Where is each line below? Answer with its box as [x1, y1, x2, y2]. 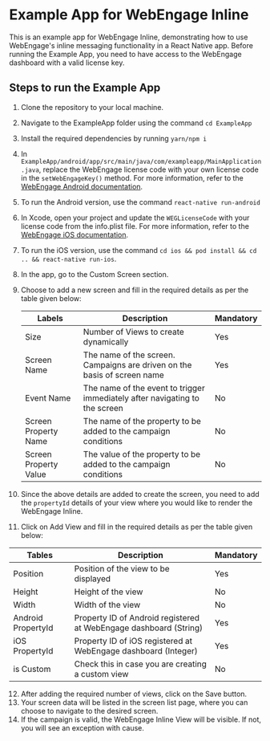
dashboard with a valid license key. [9, 58, 125, 67]
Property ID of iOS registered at [74, 635, 193, 646]
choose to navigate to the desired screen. [20, 706, 159, 715]
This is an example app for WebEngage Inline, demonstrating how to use [9, 32, 248, 42]
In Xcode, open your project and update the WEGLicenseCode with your [20, 213, 250, 222]
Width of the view [74, 599, 141, 610]
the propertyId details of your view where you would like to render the [20, 498, 253, 507]
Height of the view [74, 586, 143, 597]
